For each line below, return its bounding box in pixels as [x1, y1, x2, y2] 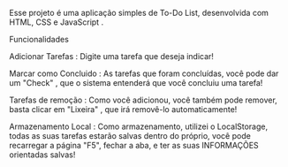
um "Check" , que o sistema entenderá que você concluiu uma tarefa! [9, 78, 263, 87]
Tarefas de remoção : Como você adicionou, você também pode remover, [9, 95, 278, 105]
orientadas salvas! [9, 149, 76, 160]
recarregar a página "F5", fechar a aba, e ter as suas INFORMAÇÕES [9, 140, 259, 150]
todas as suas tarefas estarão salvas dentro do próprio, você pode [9, 131, 252, 140]
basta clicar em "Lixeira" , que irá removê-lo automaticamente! [9, 104, 238, 114]
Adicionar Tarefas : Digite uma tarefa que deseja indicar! [9, 51, 215, 61]
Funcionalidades [9, 34, 69, 44]
